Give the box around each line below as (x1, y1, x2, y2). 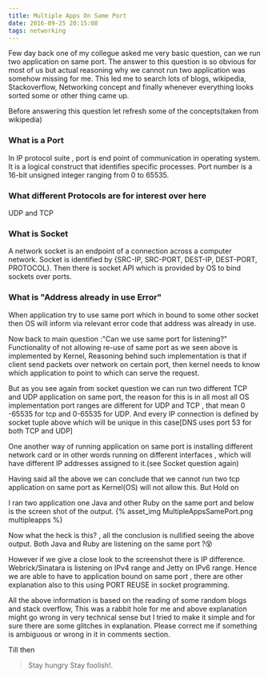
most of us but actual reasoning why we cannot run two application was (8, 66, 246, 75)
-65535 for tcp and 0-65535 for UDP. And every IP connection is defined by (8, 409, 259, 418)
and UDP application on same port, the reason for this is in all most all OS (8, 392, 250, 401)
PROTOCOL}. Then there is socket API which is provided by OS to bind (8, 263, 242, 273)
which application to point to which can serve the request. (8, 368, 200, 377)
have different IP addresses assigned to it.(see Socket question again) (8, 458, 239, 468)
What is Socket (8, 228, 69, 239)
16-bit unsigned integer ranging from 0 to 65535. (8, 169, 170, 180)
